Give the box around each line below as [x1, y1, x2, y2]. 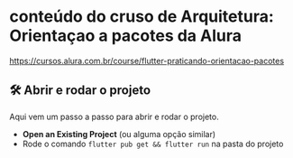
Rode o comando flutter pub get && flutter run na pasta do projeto [22, 138, 284, 149]
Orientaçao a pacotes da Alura [9, 25, 242, 46]
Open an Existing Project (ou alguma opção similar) [22, 128, 216, 139]
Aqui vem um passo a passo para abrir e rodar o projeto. [9, 111, 219, 122]
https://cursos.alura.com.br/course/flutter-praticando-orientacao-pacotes [9, 55, 285, 66]
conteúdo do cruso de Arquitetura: [9, 6, 275, 27]
